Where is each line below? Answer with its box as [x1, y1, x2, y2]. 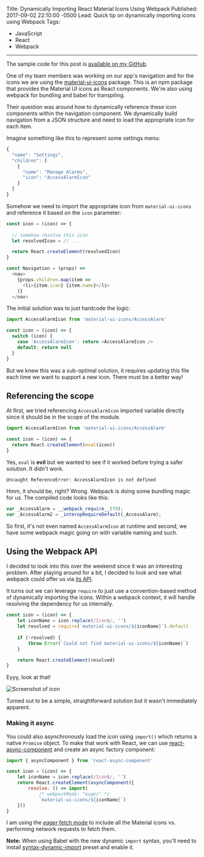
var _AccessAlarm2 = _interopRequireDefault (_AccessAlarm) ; [6, 511, 162, 517]
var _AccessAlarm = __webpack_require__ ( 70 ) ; [6, 505, 123, 512]
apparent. [6, 704, 31, 711]
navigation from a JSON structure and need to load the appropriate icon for [6, 116, 194, 124]
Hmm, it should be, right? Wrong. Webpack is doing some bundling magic [6, 487, 191, 495]
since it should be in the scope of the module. [6, 413, 121, 421]
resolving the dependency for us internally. [6, 600, 114, 607]
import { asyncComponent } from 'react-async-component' [6, 757, 154, 763]
